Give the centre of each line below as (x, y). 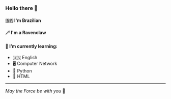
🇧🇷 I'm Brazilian (23, 20)
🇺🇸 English (25, 58)
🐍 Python (22, 71)
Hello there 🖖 (22, 8)
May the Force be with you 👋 (35, 91)
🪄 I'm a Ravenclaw (26, 33)
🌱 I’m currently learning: (31, 46)
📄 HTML (21, 77)
